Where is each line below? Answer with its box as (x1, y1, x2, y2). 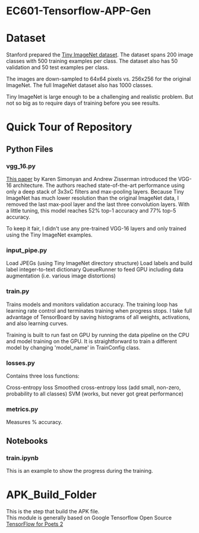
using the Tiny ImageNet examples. (6, 231, 93, 238)
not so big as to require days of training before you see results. (6, 99, 160, 107)
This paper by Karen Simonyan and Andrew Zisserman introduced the (6, 176, 177, 182)
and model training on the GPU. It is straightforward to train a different (6, 338, 177, 345)
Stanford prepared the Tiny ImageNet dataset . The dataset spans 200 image (6, 51, 194, 58)
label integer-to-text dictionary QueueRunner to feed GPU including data (6, 266, 184, 273)
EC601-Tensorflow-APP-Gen (6, 4, 151, 18)
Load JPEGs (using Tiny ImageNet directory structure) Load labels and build (6, 260, 193, 267)
